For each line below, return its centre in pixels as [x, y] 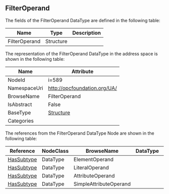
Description [87, 33]
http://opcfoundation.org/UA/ [82, 88]
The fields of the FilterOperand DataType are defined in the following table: [83, 20]
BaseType [19, 113]
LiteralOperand [91, 167]
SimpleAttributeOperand [102, 184]
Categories [21, 121]
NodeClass [55, 151]
